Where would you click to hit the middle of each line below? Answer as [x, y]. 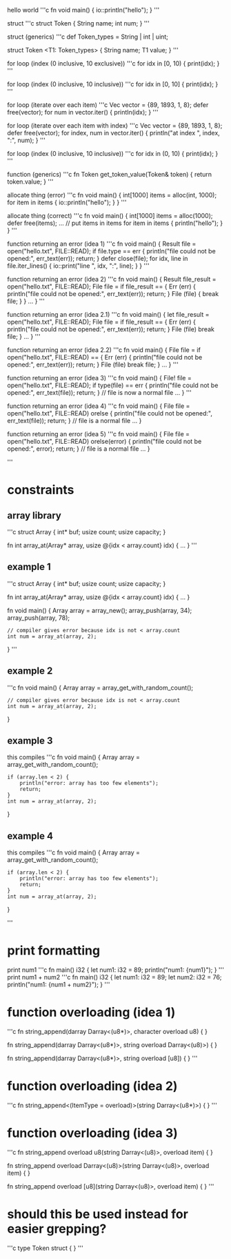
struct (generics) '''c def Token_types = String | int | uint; [88, 37]
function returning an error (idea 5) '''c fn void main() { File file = [99, 434]
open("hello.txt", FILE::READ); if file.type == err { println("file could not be [111, 251]
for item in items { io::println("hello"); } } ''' [67, 202]
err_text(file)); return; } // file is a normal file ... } [74, 421]
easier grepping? [57, 1229]
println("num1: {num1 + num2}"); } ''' [59, 985]
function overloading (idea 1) [91, 1012]
